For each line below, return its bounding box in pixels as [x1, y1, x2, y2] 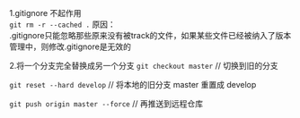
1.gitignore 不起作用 [9, 8, 83, 18]
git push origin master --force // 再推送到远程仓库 [9, 98, 204, 109]
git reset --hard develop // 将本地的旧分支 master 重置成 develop [9, 80, 257, 89]
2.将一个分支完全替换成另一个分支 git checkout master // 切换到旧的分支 [9, 61, 278, 71]
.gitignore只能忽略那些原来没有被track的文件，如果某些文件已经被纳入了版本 [9, 30, 292, 40]
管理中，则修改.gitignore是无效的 [9, 41, 132, 52]
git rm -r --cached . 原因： [9, 19, 117, 29]
